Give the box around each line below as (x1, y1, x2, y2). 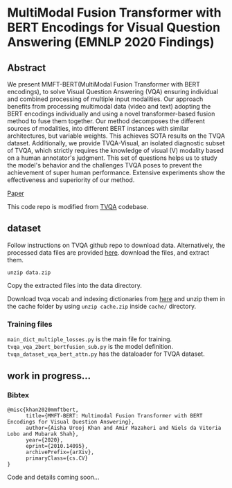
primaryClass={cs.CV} (25, 455, 89, 462)
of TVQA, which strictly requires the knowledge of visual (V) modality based (7, 147, 224, 154)
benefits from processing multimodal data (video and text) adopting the (7, 102, 211, 110)
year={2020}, (25, 436, 64, 444)
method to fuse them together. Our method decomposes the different (7, 117, 206, 125)
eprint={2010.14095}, (25, 442, 89, 449)
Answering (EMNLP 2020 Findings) (7, 35, 215, 50)
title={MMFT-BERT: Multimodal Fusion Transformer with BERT (25, 412, 203, 419)
